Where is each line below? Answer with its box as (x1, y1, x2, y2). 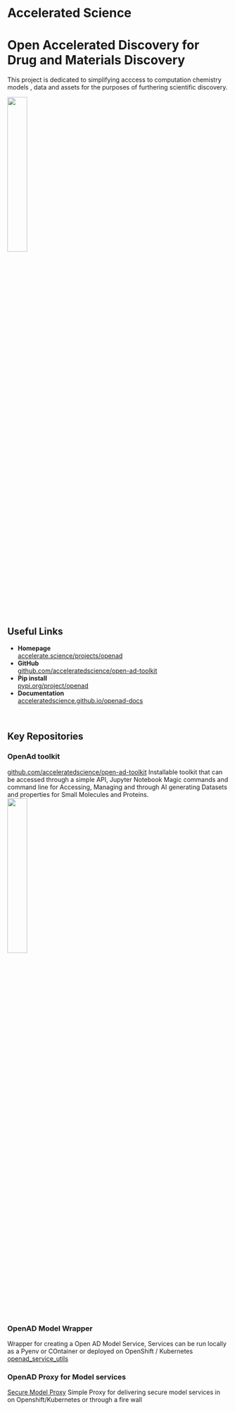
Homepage (17, 644, 51, 652)
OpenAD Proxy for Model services (7, 1372, 127, 1381)
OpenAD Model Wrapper (7, 1324, 93, 1333)
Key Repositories (7, 731, 84, 743)
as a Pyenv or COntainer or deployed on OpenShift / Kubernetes (7, 1347, 193, 1355)
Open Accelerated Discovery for (7, 37, 200, 54)
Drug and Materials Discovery (7, 52, 185, 68)
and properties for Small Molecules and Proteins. (7, 790, 149, 798)
